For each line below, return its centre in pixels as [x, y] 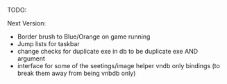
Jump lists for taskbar [48, 44]
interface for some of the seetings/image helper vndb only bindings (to [118, 66]
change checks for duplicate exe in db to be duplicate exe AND [108, 51]
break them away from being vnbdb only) [76, 73]
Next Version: [27, 23]
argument [31, 59]
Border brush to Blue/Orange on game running [84, 36]
